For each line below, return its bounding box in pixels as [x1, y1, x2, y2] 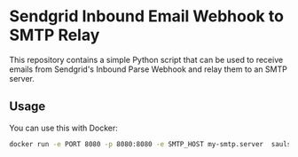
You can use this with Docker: [9, 122, 118, 133]
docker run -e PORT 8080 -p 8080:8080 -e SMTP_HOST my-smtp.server [9, 139, 264, 148]
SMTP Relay [9, 25, 100, 45]
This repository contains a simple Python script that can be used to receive [9, 54, 284, 65]
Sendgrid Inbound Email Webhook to [9, 6, 284, 27]
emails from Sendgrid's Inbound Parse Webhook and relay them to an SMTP [9, 64, 288, 75]
